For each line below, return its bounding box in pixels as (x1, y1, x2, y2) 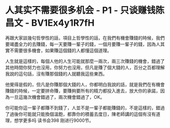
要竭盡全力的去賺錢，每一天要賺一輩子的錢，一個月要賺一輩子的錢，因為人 (5, 41, 160, 47)
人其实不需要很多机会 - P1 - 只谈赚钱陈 (5, 5, 164, 16)
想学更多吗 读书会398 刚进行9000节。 (14, 117, 94, 123)
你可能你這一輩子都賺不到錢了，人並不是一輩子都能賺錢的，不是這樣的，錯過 (5, 104, 165, 111)
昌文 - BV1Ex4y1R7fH (5, 17, 95, 29)
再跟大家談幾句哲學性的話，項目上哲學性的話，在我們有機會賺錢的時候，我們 (5, 35, 165, 41)
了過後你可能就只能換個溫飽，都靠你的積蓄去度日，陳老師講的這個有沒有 (5, 111, 156, 117)
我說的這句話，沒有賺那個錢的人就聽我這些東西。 (5, 71, 107, 77)
